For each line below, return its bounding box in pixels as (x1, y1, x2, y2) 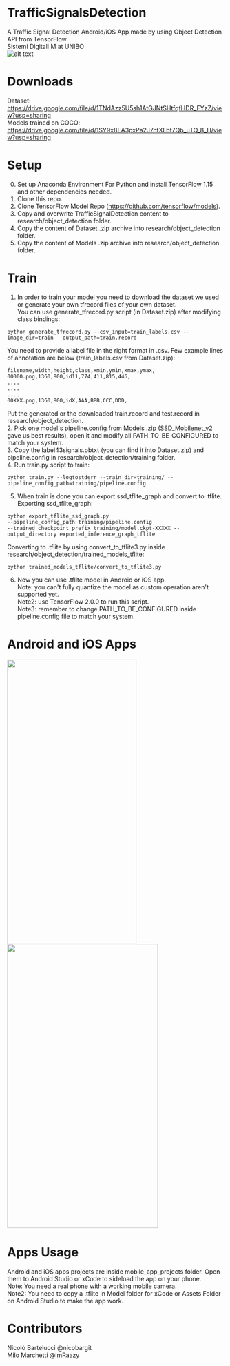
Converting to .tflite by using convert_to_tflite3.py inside (7, 542, 165, 551)
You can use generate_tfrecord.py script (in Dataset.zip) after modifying (17, 307, 222, 316)
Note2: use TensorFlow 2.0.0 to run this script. (17, 598, 149, 606)
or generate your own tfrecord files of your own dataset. (17, 300, 177, 308)
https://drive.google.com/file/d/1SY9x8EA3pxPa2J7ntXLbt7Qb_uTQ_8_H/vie (7, 125, 222, 134)
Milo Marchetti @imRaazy (7, 1351, 80, 1359)
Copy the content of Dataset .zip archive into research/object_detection (17, 224, 220, 232)
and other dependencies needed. (17, 187, 112, 196)
